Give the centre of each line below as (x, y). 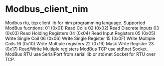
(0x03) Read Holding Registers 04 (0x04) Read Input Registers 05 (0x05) (80, 33)
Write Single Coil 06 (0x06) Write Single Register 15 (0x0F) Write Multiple (80, 38)
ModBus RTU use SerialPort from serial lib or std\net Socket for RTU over (81, 54)
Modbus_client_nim (47, 9)
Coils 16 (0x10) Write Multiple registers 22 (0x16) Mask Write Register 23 (80, 43)
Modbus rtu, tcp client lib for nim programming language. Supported (75, 23)
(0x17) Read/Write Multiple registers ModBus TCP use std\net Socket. (77, 49)
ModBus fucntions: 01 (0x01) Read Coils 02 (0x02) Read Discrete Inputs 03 (82, 28)
